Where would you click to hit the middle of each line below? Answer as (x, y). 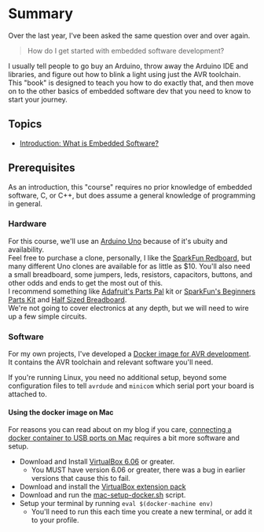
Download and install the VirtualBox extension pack (103, 487)
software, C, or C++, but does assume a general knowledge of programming (132, 195)
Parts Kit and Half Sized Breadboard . (68, 299)
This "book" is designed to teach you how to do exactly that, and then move (131, 83)
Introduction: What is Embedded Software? (89, 143)
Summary (40, 14)
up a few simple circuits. (48, 316)
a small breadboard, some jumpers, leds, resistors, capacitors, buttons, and (130, 274)
